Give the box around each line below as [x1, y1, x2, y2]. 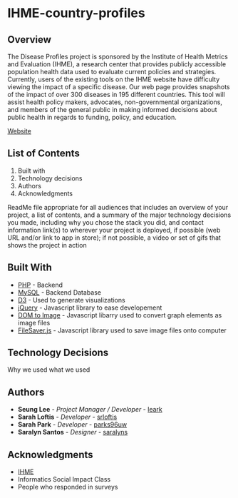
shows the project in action [7, 240, 87, 249]
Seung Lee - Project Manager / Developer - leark [17, 405, 162, 414]
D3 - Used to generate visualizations [17, 295, 126, 304]
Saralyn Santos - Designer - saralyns [17, 428, 128, 437]
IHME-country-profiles [7, 5, 145, 21]
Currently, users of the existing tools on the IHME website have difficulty [7, 75, 219, 83]
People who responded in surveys [17, 483, 118, 492]
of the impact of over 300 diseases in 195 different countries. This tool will [7, 91, 226, 98]
